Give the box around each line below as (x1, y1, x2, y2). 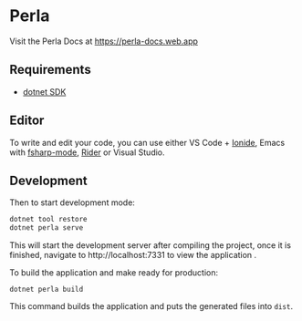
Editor (9, 113, 45, 129)
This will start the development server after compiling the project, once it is (9, 240, 292, 251)
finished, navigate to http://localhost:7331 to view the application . (9, 250, 257, 261)
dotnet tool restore (9, 215, 89, 224)
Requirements (9, 62, 91, 78)
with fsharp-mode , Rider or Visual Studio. (9, 147, 166, 158)
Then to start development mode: (9, 197, 135, 208)
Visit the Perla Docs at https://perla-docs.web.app (9, 36, 199, 47)
